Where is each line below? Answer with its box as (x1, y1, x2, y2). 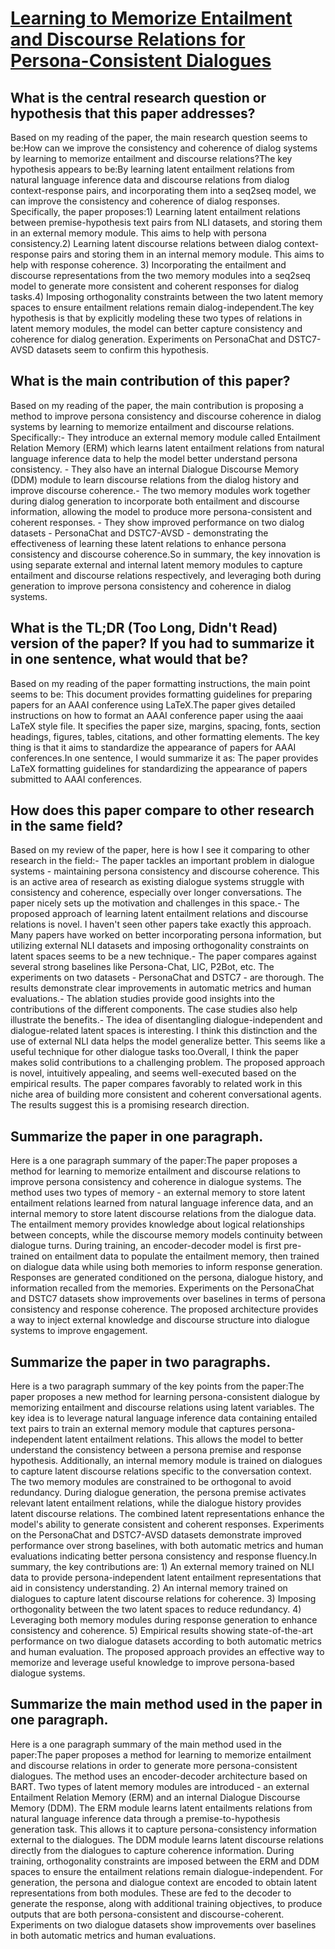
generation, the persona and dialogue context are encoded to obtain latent (10, 1876, 317, 1888)
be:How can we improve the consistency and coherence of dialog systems (10, 142, 318, 154)
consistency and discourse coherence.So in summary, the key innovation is (10, 548, 321, 560)
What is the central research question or (10, 89, 267, 106)
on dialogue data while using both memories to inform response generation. (10, 1261, 323, 1273)
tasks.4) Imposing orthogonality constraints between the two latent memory (10, 291, 324, 302)
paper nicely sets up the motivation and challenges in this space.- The (10, 897, 300, 909)
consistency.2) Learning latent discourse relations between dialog (10, 238, 282, 249)
